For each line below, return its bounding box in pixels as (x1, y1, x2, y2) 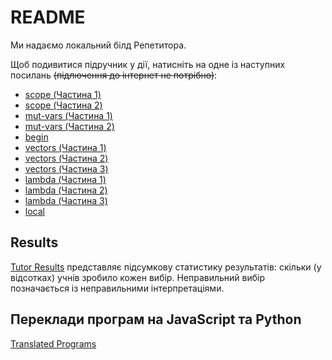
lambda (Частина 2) (24, 184, 108, 196)
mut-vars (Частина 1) (24, 109, 113, 121)
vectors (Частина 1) (24, 141, 107, 153)
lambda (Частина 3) (24, 194, 108, 206)
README (10, 6, 86, 29)
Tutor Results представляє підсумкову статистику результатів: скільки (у (10, 261, 322, 273)
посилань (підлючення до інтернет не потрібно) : (10, 69, 218, 81)
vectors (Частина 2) (24, 152, 109, 164)
